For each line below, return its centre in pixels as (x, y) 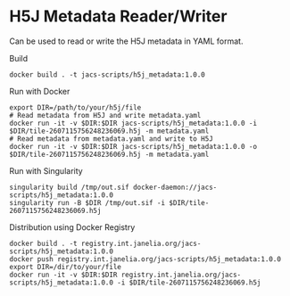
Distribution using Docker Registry (72, 227)
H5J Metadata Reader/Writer (118, 16)
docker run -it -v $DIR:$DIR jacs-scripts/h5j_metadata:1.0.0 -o (133, 146)
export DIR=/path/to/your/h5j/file (75, 107)
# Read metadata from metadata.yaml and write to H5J (112, 139)
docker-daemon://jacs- (175, 187)
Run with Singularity (46, 170)
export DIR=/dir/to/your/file (66, 267)
